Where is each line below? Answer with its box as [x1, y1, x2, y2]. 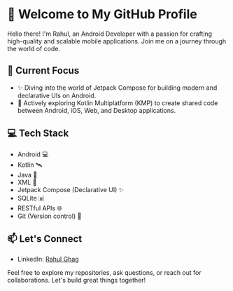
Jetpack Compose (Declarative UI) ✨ [17, 185, 125, 194]
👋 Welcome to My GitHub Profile [7, 6, 197, 22]
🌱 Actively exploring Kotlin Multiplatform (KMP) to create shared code [17, 98, 218, 107]
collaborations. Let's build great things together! [7, 276, 146, 285]
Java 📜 [17, 170, 38, 179]
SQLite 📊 [17, 194, 45, 202]
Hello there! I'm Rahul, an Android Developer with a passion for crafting [7, 29, 212, 38]
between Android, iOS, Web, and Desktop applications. [17, 106, 176, 114]
